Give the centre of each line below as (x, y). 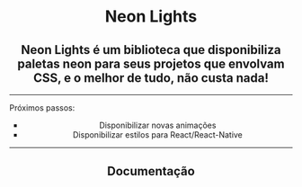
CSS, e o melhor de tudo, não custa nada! (151, 78)
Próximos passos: (42, 108)
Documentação (151, 171)
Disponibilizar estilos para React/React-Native (158, 135)
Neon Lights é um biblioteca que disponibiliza (151, 50)
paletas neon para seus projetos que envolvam (151, 63)
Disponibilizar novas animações (157, 125)
